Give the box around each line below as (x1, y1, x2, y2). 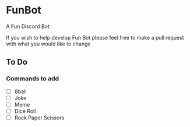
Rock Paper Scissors (14, 114, 65, 121)
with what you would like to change (6, 40, 91, 47)
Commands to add (6, 75, 59, 83)
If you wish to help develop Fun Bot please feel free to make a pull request (6, 34, 184, 41)
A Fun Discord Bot (6, 23, 50, 30)
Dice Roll (14, 107, 36, 114)
